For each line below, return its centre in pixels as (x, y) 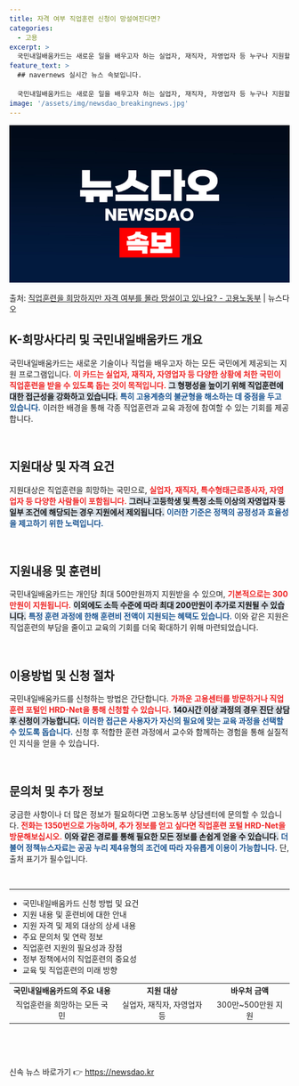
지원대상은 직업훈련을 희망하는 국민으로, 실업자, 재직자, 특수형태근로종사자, (139, 490)
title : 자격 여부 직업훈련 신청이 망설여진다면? (85, 19)
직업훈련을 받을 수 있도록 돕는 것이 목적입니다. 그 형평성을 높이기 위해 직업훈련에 (146, 385)
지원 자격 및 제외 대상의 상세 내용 (79, 926)
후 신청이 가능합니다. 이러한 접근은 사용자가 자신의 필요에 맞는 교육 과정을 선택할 (146, 721)
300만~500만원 (245, 1005)
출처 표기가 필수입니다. (48, 859)
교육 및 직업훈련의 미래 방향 (70, 970)
